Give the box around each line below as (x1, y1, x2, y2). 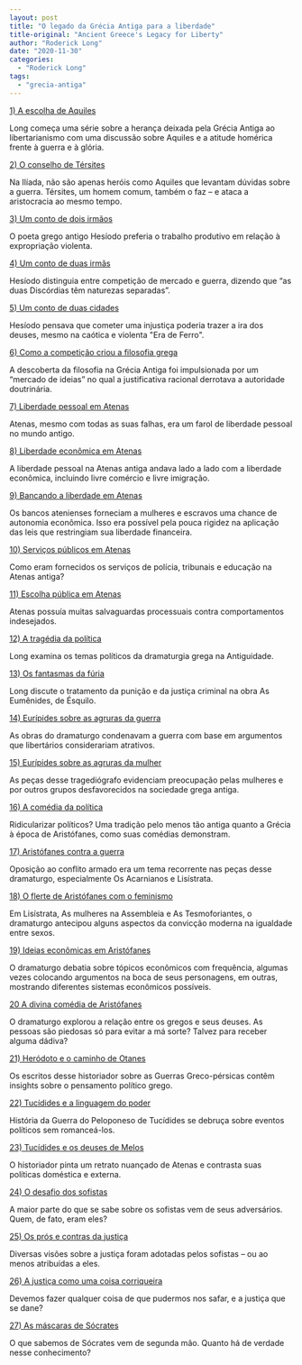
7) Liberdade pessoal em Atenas (9, 400, 130, 411)
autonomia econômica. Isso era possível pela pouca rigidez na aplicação (9, 517, 279, 527)
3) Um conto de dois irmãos (9, 213, 113, 224)
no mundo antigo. (9, 427, 75, 438)
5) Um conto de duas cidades (9, 302, 120, 313)
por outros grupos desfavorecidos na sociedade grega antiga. (9, 783, 240, 794)
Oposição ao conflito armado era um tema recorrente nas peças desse (9, 863, 272, 875)
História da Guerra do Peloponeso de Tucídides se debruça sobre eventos (9, 1114, 285, 1125)
